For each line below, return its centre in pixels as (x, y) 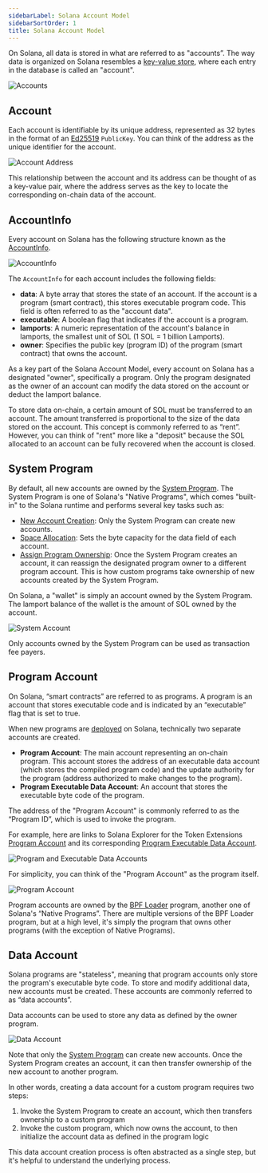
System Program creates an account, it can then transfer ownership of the (130, 1064)
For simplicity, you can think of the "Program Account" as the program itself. (134, 874)
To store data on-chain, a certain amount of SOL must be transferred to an (130, 410)
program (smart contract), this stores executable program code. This (133, 303)
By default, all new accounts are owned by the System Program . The (121, 488)
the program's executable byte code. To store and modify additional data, (129, 983)
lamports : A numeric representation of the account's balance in (124, 328)
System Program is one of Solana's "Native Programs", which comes (121, 497)
